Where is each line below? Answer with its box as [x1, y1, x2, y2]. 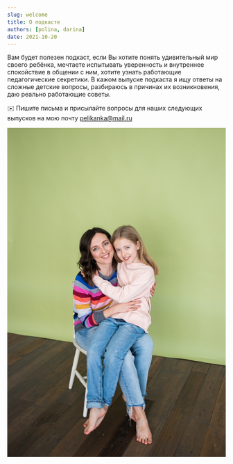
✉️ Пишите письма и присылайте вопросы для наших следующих [7, 104, 202, 113]
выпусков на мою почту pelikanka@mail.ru [7, 114, 133, 122]
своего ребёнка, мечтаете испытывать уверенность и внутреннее [7, 61, 205, 69]
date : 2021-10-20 [7, 33, 58, 40]
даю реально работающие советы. [7, 90, 111, 99]
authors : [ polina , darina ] [7, 26, 85, 33]
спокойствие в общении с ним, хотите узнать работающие [7, 68, 182, 77]
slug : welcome [7, 11, 49, 18]
